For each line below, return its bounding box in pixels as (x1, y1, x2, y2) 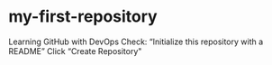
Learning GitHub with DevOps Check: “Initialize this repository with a (8, 36, 264, 47)
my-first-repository (8, 6, 159, 27)
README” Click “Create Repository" (8, 45, 142, 56)
